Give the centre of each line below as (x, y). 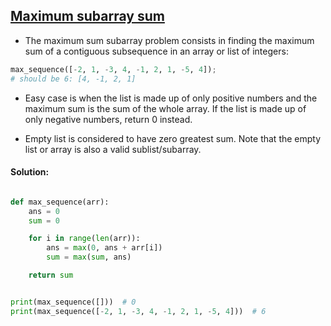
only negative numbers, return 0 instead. (108, 119)
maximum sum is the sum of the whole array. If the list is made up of (165, 108)
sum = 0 (44, 220)
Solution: (30, 172)
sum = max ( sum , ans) (89, 257)
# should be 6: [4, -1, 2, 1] (73, 79)
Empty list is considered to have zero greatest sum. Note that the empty (173, 138)
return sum (51, 275)
